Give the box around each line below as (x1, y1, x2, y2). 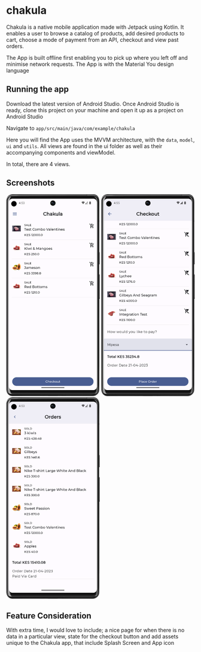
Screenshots (6, 178, 55, 188)
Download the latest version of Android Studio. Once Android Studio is (6, 100, 179, 107)
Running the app (6, 84, 69, 95)
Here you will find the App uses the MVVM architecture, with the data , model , (6, 136, 195, 143)
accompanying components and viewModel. (6, 149, 115, 156)
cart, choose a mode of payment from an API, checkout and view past (6, 36, 179, 43)
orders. (6, 43, 24, 50)
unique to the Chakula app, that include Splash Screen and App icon (6, 639, 175, 647)
